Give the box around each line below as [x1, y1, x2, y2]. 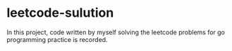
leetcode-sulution [6, 5, 114, 21]
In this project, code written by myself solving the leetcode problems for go [6, 28, 226, 36]
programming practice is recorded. [6, 35, 108, 43]
